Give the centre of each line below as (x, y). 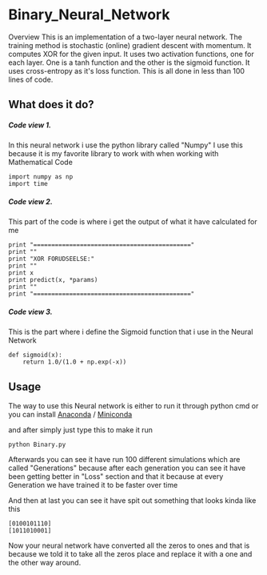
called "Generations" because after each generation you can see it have (127, 468)
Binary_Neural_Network (89, 15)
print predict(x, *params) (53, 280)
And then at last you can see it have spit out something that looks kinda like (132, 501)
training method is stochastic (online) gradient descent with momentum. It (130, 45)
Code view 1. (30, 125)
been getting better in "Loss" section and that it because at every (116, 476)
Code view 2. (31, 201)
